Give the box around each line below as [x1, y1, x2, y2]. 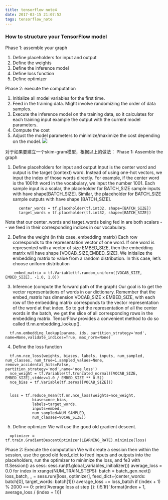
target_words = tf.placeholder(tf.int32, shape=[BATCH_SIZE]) [18, 210, 151, 215]
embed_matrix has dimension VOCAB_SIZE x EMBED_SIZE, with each [12, 294, 155, 300]
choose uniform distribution [12, 260, 70, 266]
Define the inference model [12, 65, 69, 71]
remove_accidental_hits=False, [5, 362, 71, 367]
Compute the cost [12, 127, 50, 133]
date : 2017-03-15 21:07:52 [5, 12, 62, 17]
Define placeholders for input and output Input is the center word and [12, 164, 156, 170]
